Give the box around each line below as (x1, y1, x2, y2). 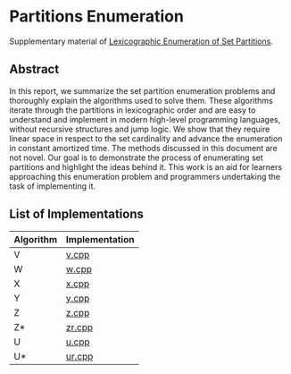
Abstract (9, 62, 60, 77)
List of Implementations (9, 207, 145, 222)
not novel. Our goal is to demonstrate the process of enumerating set (9, 152, 263, 163)
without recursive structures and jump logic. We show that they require (9, 123, 270, 134)
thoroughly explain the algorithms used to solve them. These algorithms (9, 95, 274, 106)
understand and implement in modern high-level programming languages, (9, 114, 281, 124)
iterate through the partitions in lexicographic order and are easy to (9, 105, 256, 115)
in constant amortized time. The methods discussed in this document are (9, 142, 279, 153)
